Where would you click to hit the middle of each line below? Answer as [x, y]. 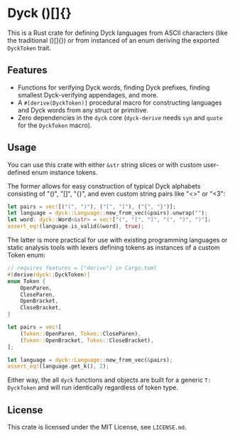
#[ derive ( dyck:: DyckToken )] [49, 274]
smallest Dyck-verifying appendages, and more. [88, 95]
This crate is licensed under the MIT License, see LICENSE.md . [97, 427]
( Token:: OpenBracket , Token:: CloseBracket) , [87, 340]
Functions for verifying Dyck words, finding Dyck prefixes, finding [114, 87]
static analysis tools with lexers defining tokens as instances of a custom [114, 247]
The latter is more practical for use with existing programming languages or [117, 240]
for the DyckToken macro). [55, 125]
